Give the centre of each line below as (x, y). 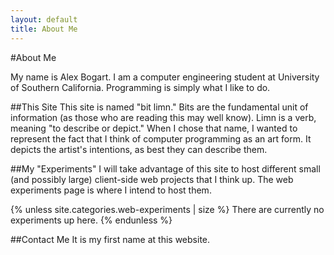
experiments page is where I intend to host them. (111, 190)
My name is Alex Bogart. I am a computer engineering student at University (165, 77)
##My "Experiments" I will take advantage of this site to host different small (165, 168)
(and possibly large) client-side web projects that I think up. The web (152, 179)
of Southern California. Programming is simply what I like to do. (140, 87)
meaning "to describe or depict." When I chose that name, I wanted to (154, 128)
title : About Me (44, 29)
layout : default (44, 19)
